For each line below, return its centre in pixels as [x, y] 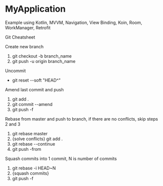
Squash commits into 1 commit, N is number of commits [61, 158]
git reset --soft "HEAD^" [36, 80]
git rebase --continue [33, 144]
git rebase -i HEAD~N [34, 168]
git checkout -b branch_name [42, 56]
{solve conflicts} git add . [37, 139]
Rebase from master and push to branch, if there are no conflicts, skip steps [81, 119]
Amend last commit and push [35, 89]
